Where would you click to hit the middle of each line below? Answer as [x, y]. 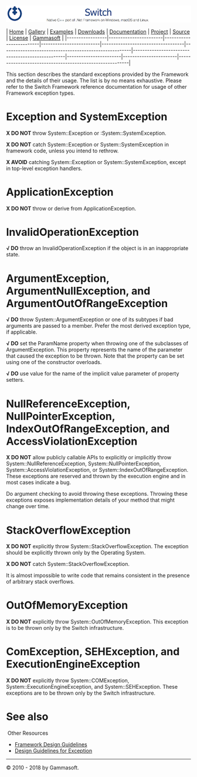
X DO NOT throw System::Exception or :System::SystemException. [86, 133]
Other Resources [28, 733]
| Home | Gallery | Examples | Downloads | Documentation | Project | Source [98, 31]
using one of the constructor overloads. [54, 362]
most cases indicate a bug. [39, 482]
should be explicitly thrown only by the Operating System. [76, 553]
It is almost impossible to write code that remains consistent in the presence [98, 575]
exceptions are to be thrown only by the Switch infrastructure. [81, 693]
